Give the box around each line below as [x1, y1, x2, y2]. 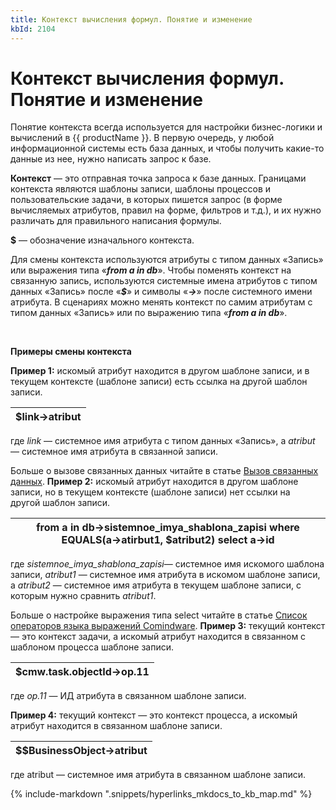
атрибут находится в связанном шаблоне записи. [10, 720, 223, 732]
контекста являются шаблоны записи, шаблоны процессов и [10, 183, 272, 195]
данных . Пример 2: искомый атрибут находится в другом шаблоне [10, 476, 299, 488]
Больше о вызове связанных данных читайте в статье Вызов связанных [10, 465, 319, 477]
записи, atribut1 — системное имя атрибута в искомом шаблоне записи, [10, 569, 321, 581]
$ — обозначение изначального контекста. [10, 234, 195, 246]
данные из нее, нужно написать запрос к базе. [10, 153, 212, 165]
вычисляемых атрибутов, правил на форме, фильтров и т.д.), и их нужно [10, 204, 322, 216]
